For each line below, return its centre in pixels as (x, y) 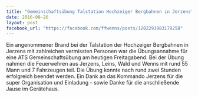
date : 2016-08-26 (27, 17)
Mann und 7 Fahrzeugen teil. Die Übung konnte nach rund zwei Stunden (94, 70)
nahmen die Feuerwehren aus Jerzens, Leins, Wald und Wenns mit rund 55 (97, 64)
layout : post (22, 22)
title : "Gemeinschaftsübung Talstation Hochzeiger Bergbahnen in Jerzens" (100, 12)
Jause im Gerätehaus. (33, 89)
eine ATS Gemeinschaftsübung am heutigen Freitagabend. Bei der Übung (95, 57)
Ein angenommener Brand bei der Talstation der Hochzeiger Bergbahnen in (97, 45)
